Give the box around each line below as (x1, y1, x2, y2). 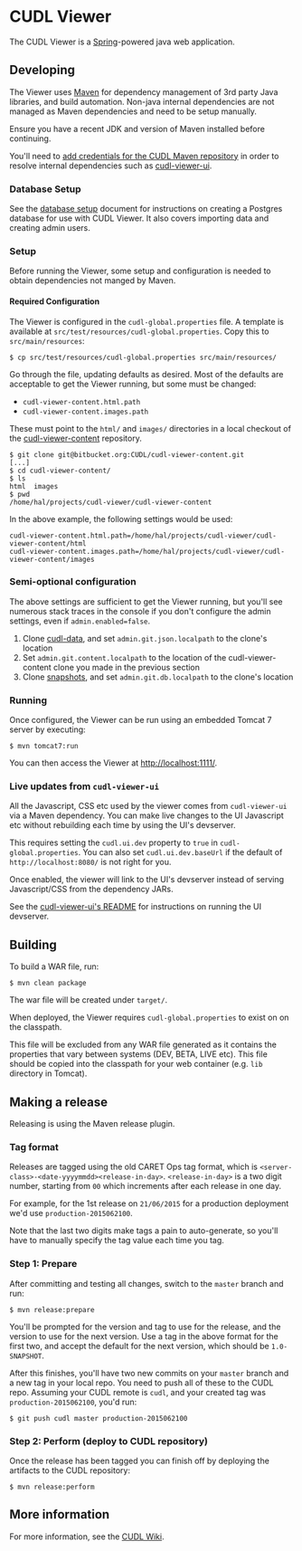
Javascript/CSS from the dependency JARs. (9, 884, 174, 895)
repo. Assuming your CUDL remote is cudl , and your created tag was (9, 1386, 267, 1397)
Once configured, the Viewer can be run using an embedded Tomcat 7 (9, 715, 272, 726)
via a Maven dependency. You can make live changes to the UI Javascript (9, 810, 285, 821)
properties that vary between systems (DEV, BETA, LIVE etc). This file (9, 1049, 269, 1060)
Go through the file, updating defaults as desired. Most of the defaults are (9, 368, 284, 379)
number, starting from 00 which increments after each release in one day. (9, 1181, 282, 1192)
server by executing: (9, 724, 86, 735)
